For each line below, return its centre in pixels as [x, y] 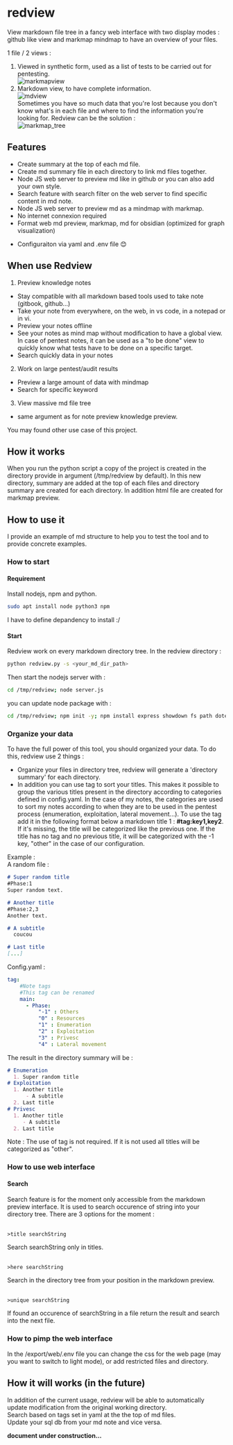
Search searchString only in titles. [55, 1247]
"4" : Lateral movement [72, 1044]
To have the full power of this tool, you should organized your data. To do [112, 749]
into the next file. [31, 1321]
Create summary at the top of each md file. [79, 164]
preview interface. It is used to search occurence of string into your [103, 1207]
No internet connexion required [62, 215]
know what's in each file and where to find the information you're [110, 111]
